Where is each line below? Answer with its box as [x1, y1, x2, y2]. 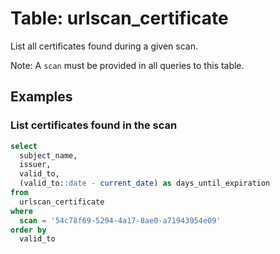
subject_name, [19, 150, 78, 161]
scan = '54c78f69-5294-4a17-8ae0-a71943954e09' [19, 215, 222, 226]
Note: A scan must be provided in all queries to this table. [10, 59, 245, 71]
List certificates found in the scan [10, 118, 178, 132]
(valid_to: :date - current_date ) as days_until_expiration [19, 178, 271, 189]
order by [10, 225, 47, 235]
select [10, 141, 38, 151]
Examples [10, 88, 73, 106]
